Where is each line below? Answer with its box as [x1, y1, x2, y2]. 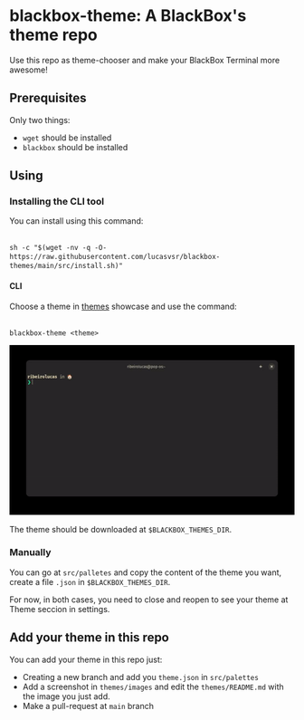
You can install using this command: [9, 216, 144, 226]
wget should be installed [22, 132, 112, 143]
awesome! [9, 64, 48, 75]
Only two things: [9, 114, 71, 125]
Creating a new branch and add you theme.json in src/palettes [22, 671, 260, 682]
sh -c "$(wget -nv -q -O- [9, 244, 107, 253]
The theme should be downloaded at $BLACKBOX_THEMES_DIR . [9, 523, 233, 534]
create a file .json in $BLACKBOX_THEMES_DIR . [9, 576, 171, 587]
